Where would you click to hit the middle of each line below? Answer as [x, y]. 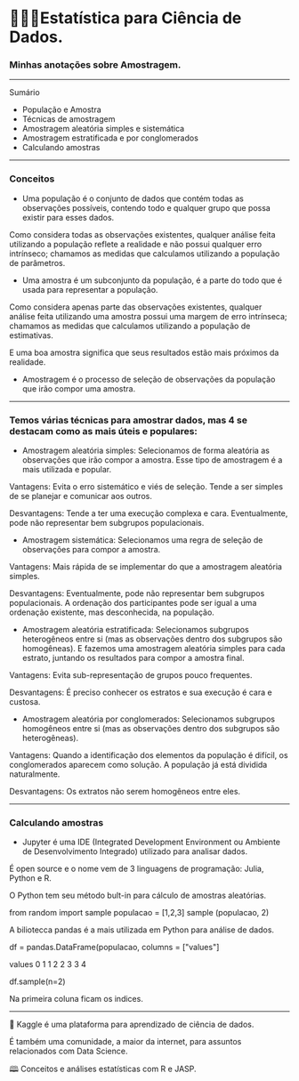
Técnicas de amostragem [69, 119]
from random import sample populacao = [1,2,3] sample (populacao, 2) [139, 913]
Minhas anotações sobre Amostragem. [95, 65]
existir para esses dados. [68, 217]
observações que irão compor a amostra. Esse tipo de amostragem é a [152, 460]
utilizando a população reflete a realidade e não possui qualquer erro [136, 244]
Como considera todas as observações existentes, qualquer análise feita [142, 234]
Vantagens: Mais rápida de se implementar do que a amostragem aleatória [146, 567]
